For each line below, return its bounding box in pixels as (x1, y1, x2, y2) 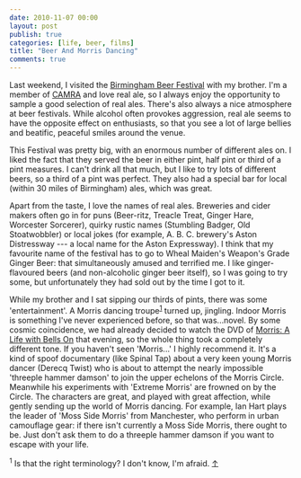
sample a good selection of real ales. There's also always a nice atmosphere (9, 99, 292, 109)
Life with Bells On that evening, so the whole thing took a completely (9, 333, 263, 344)
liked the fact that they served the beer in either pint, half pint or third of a (9, 155, 281, 164)
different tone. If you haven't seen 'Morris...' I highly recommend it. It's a (9, 343, 277, 354)
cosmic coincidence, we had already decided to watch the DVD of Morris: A (9, 324, 290, 335)
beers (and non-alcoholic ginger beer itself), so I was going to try (46, 267, 288, 278)
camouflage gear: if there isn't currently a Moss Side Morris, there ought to (9, 420, 288, 430)
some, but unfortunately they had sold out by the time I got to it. (9, 277, 245, 288)
